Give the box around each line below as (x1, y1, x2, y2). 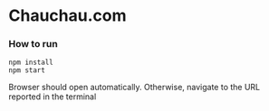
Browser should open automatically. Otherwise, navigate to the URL (8, 82, 261, 93)
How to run (8, 38, 58, 51)
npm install (8, 58, 53, 68)
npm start (8, 66, 46, 75)
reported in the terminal (8, 91, 97, 102)
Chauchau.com (8, 5, 127, 26)
